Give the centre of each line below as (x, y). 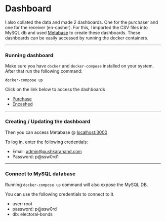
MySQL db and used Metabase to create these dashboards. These (73, 32)
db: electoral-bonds (32, 214)
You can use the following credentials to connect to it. (60, 194)
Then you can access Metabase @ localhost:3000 (56, 132)
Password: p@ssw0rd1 (36, 157)
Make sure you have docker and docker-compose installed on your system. (80, 66)
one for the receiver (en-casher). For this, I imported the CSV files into (77, 27)
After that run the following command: (44, 71)
